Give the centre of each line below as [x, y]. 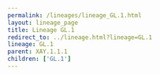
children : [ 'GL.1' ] [39, 59]
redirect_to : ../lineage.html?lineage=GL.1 [80, 37]
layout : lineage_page [43, 23]
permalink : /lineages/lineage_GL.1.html [75, 15]
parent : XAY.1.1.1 [37, 52]
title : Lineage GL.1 [41, 30]
